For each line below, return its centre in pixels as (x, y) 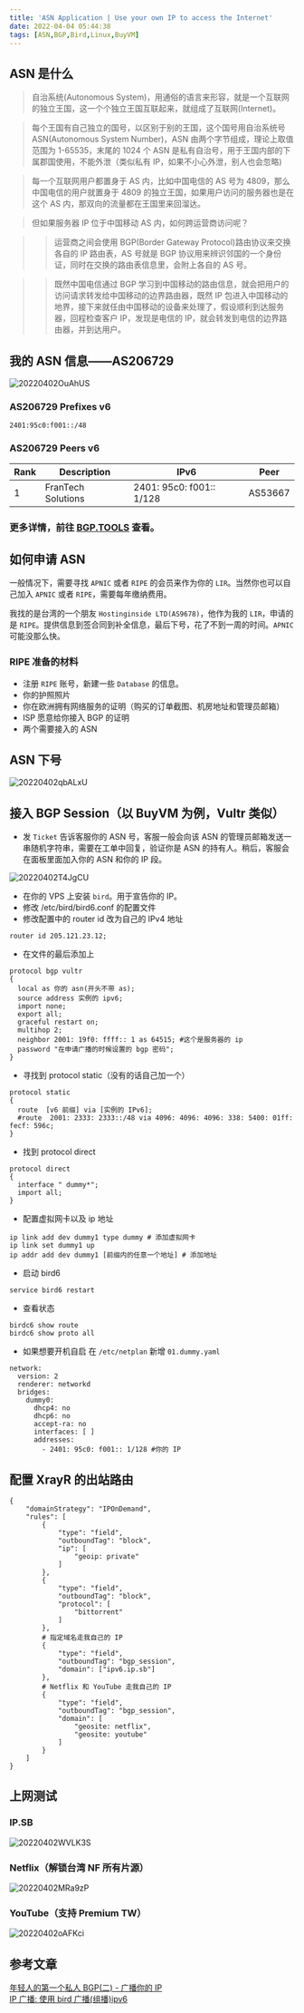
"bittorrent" (99, 1612)
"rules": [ (46, 1517)
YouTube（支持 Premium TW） (78, 1912)
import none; (42, 1006)
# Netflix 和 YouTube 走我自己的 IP (107, 1687)
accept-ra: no (60, 1425)
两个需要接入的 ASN (60, 729)
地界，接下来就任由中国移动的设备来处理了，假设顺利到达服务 (169, 307)
